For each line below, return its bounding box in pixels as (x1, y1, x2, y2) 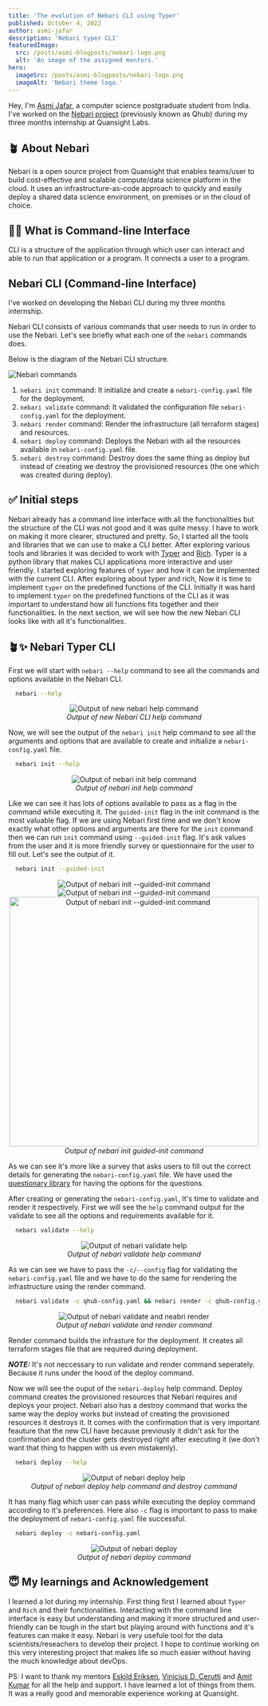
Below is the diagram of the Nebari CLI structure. (8, 354, 169, 363)
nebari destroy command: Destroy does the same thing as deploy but (19, 453, 250, 462)
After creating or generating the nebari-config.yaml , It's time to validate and (8, 1194, 259, 1204)
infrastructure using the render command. (8, 1282, 146, 1291)
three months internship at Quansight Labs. (8, 117, 151, 127)
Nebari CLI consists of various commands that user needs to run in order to (8, 321, 257, 331)
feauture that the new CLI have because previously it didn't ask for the (8, 1426, 239, 1435)
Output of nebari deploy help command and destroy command (30, 1481, 238, 1490)
